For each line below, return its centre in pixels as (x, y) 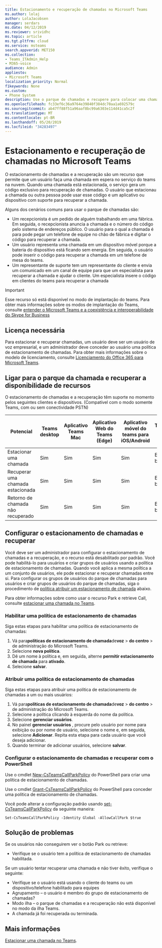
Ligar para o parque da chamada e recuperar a (76, 378)
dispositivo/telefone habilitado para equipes (56, 888)
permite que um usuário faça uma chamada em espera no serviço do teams (80, 179)
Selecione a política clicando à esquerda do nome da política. (73, 715)
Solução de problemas (39, 833)
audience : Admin (21, 68)
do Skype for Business (27, 315)
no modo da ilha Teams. (36, 908)
